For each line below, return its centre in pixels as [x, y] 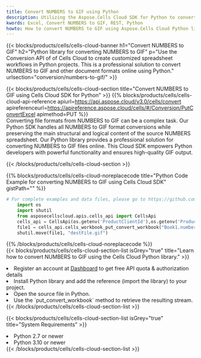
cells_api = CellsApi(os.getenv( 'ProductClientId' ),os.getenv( [98, 222]
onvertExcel [21, 114]
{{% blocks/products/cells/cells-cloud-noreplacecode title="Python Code [97, 176]
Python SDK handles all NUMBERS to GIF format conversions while [89, 127]
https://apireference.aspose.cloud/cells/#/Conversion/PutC [121, 108]
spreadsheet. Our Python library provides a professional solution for [90, 140]
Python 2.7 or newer [39, 336]
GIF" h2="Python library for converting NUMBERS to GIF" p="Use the [92, 52]
